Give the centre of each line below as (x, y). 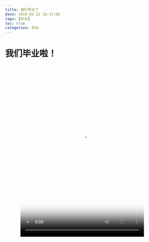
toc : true (15, 23)
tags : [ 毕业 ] (18, 19)
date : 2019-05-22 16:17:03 (33, 14)
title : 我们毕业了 (22, 10)
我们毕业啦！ (31, 54)
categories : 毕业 (22, 28)
